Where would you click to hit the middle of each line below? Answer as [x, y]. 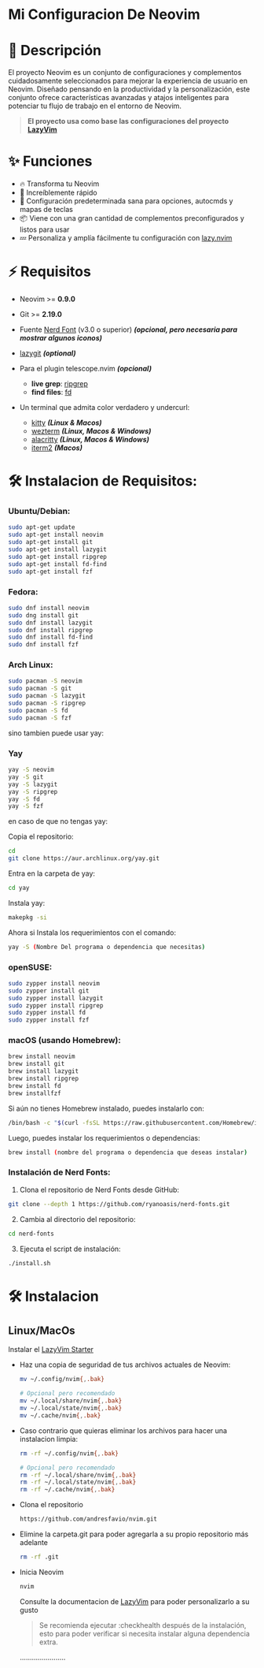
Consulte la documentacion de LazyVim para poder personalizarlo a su [134, 1601]
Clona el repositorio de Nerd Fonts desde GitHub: [99, 1190]
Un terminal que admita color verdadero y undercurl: [104, 407]
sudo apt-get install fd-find [58, 564]
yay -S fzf [26, 806]
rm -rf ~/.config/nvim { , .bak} [69, 1453]
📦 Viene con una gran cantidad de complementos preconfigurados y [132, 218]
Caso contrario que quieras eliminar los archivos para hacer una [123, 1430]
